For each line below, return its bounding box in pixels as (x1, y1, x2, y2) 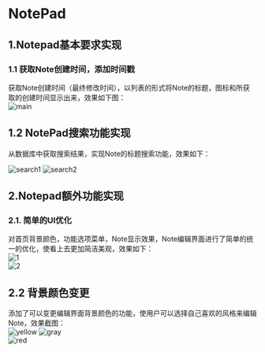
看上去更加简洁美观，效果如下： (49, 244, 154, 254)
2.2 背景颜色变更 (8, 286, 90, 299)
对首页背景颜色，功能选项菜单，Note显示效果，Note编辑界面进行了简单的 (8, 234, 247, 244)
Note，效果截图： (8, 318, 65, 328)
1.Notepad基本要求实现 (8, 38, 122, 51)
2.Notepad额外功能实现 (8, 190, 124, 203)
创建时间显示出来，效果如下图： (21, 92, 126, 102)
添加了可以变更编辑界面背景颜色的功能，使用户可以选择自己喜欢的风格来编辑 (8, 309, 257, 318)
